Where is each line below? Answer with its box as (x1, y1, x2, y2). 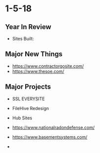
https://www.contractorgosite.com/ (12, 63, 84, 69)
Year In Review (5, 23, 52, 31)
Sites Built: (12, 36, 34, 41)
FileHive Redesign (12, 105, 49, 111)
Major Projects (5, 82, 51, 91)
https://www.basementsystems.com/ (12, 134, 88, 140)
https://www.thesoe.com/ (12, 68, 65, 74)
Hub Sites (12, 115, 33, 121)
